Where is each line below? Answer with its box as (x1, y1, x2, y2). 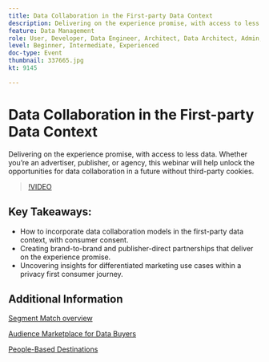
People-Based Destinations (8, 344, 98, 354)
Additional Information (8, 292, 123, 306)
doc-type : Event (8, 49, 62, 57)
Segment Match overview (8, 314, 94, 323)
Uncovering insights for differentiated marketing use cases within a (19, 260, 242, 270)
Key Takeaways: (8, 205, 92, 219)
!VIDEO (27, 181, 52, 191)
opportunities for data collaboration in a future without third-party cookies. (8, 166, 255, 176)
